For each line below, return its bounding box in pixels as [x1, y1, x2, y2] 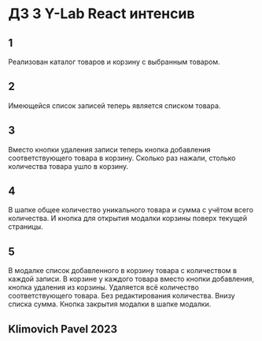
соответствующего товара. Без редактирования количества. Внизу [8, 291, 235, 301]
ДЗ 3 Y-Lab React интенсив [8, 5, 195, 23]
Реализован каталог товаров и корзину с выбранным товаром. [8, 57, 220, 66]
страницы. [8, 222, 43, 231]
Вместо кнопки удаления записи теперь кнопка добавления [8, 144, 211, 154]
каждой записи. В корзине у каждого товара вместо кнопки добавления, [8, 274, 254, 284]
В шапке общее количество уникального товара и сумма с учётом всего [8, 205, 254, 215]
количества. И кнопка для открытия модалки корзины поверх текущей [8, 214, 248, 223]
